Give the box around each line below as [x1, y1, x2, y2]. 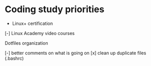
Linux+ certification [12, 20, 53, 26]
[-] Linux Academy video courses [5, 30, 75, 36]
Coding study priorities [5, 4, 105, 15]
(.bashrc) [5, 55, 24, 61]
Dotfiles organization [5, 40, 48, 46]
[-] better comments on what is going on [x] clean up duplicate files [5, 50, 146, 56]
